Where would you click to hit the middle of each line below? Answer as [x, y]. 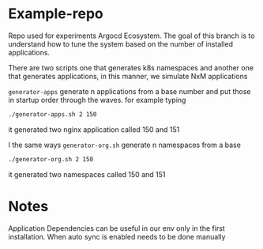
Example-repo [56, 14]
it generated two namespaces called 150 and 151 [87, 174]
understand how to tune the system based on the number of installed [121, 43]
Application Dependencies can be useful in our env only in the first [116, 228]
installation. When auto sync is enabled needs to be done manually [117, 236]
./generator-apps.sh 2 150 [53, 114]
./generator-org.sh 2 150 [51, 159]
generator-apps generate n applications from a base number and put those [130, 91]
